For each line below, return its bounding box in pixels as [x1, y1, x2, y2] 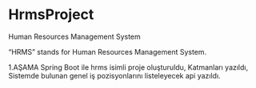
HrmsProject [8, 6, 94, 24]
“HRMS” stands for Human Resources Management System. [8, 47, 207, 56]
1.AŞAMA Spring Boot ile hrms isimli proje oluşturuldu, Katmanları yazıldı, [8, 62, 249, 72]
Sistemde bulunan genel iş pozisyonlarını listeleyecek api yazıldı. [8, 71, 222, 80]
